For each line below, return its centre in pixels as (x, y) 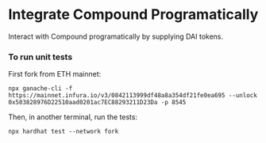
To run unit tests (40, 57)
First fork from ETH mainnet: (55, 74)
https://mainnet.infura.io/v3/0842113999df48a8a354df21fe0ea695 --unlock (133, 96)
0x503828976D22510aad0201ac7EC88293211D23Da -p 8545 (97, 103)
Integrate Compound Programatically (133, 15)
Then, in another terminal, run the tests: (73, 117)
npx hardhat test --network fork (64, 132)
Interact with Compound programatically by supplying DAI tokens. (116, 36)
